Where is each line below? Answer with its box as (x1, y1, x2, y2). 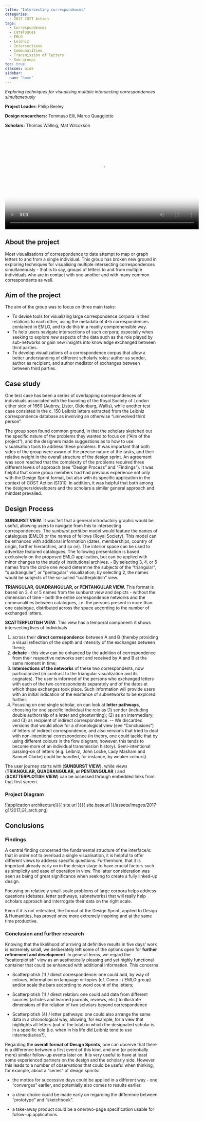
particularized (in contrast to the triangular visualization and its (12, 671, 138, 676)
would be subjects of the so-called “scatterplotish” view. (5, 575, 118, 580)
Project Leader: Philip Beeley (5, 103, 64, 109)
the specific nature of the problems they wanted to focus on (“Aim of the (5, 433, 150, 439)
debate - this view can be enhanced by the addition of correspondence (12, 650, 156, 656)
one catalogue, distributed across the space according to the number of (5, 605, 149, 611)
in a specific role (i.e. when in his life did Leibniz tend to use (12, 1027, 132, 1033)
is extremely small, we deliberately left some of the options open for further (5, 946, 157, 952)
